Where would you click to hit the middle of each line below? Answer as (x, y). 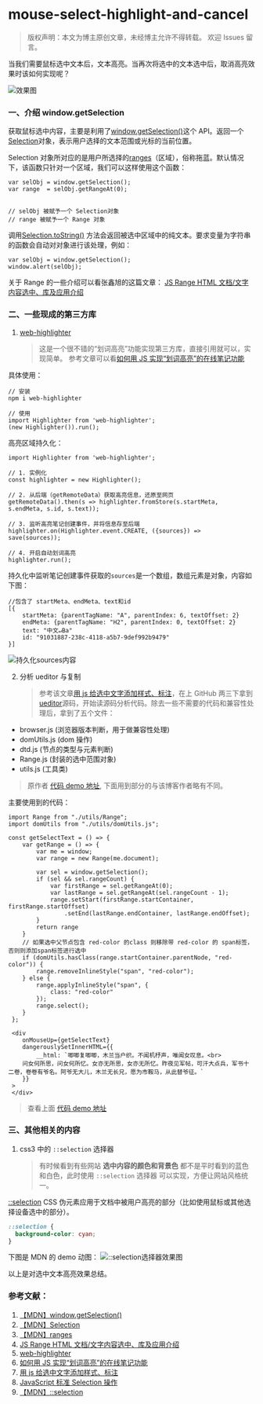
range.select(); (63, 1006)
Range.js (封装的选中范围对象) (68, 759)
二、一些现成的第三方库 (52, 314)
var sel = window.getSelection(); (92, 872)
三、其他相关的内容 (44, 1131)
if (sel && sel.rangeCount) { (85, 879)
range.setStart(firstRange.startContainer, (122, 900)
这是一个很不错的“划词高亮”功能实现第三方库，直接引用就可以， (141, 348)
